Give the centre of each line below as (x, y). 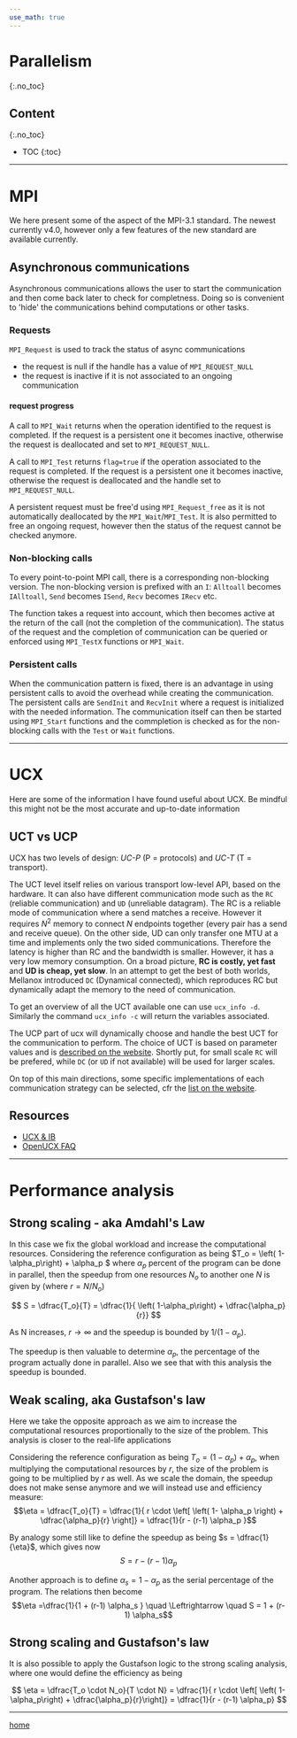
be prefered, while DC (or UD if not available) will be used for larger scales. (142, 1061)
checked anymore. (43, 535)
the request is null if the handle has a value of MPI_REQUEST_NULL (137, 367)
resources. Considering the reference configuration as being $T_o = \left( (143, 1254)
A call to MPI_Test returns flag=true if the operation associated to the (135, 461)
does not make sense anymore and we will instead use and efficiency (136, 1487)
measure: (27, 1497)
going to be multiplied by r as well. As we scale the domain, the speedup (141, 1479)
